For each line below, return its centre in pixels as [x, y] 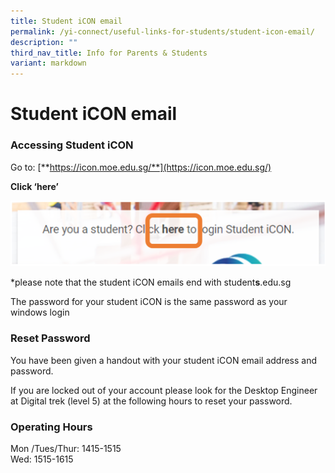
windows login [40, 312]
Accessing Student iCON [72, 145]
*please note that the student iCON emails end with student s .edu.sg [151, 282]
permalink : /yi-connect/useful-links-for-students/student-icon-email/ [162, 31]
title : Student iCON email [66, 21]
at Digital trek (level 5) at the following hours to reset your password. [151, 401]
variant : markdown [48, 63]
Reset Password [50, 338]
